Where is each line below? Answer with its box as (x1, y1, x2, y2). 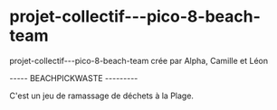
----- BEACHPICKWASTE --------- (9, 72, 138, 83)
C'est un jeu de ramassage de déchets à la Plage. (9, 90, 195, 101)
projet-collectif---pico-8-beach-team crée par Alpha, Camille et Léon (9, 55, 269, 66)
